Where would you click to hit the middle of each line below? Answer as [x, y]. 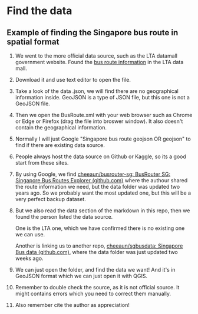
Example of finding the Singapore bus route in [93, 33]
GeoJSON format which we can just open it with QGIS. [81, 276]
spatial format [33, 41]
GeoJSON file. [33, 103]
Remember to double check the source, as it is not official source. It [97, 287]
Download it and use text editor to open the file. [73, 80]
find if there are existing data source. [60, 145]
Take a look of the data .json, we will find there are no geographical [97, 91]
